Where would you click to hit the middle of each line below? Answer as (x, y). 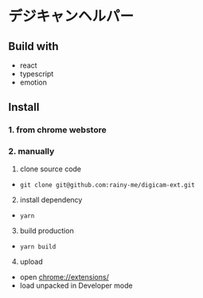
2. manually (31, 151)
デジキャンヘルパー (71, 16)
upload (31, 261)
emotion (33, 82)
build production (47, 230)
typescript (37, 74)
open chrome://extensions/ (64, 276)
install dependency (51, 199)
